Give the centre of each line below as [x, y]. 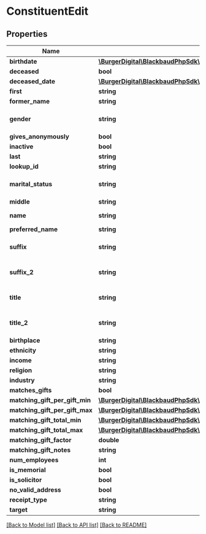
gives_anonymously [39, 136]
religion [21, 370]
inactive [21, 147]
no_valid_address [35, 490]
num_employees [34, 460]
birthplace [25, 340]
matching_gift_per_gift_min [50, 400]
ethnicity [23, 350]
